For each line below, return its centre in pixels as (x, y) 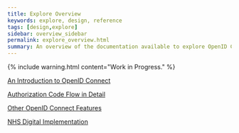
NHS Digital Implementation (48, 122)
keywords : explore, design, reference (65, 21)
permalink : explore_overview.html (59, 40)
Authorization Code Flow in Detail (56, 94)
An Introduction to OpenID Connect (59, 81)
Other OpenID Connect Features (54, 108)
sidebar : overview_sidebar (47, 34)
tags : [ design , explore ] (43, 27)
